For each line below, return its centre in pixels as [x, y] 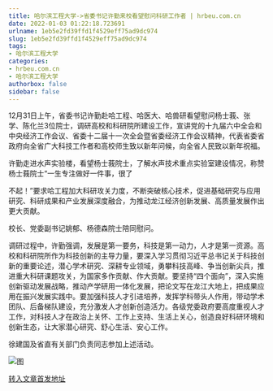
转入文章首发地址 [37, 379]
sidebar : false [34, 91]
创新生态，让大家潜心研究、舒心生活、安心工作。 [90, 327]
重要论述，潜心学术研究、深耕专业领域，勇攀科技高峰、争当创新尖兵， [140, 266]
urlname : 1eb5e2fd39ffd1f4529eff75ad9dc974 [83, 31]
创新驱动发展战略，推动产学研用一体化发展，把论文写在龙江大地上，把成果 [133, 286]
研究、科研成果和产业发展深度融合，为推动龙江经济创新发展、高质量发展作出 [136, 201]
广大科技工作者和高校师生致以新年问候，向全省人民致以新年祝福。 [154, 146]
